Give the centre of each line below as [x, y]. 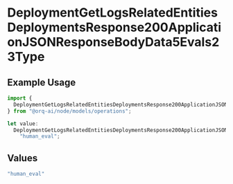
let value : [23, 123]
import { [20, 98]
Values [23, 158]
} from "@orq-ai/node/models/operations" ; [69, 111]
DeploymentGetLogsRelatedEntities [113, 13]
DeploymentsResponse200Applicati [114, 27]
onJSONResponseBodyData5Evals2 [113, 42]
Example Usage [42, 82]
